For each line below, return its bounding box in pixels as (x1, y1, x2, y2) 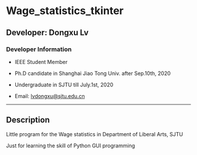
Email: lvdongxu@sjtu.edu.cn (14, 92, 85, 99)
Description (6, 115, 50, 125)
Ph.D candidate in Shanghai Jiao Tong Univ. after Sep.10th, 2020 (14, 69, 171, 77)
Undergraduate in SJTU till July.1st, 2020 (14, 81, 114, 88)
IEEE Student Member (14, 58, 68, 65)
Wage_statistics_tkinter (6, 4, 124, 18)
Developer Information (6, 45, 72, 53)
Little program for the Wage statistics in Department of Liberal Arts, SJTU (6, 130, 184, 137)
